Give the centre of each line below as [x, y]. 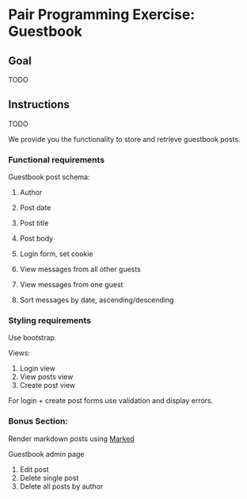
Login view [37, 368]
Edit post [34, 469]
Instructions [39, 105]
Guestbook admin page [46, 454]
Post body [36, 239]
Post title [34, 223]
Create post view [47, 386]
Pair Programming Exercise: [102, 15]
